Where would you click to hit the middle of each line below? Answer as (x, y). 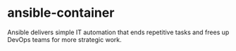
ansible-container (61, 13)
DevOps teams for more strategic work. (64, 39)
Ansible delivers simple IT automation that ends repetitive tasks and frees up (118, 32)
